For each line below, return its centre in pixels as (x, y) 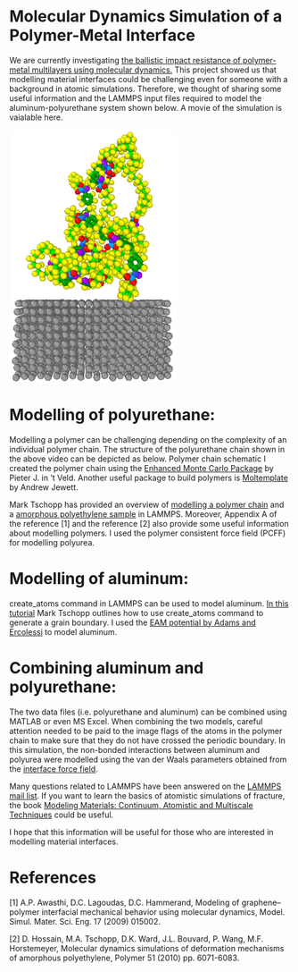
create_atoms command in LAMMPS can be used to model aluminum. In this (149, 603)
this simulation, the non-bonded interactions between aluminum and (135, 749)
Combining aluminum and (107, 668)
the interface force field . (54, 769)
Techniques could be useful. (62, 815)
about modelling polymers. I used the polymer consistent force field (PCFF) (148, 533)
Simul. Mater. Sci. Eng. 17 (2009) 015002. (85, 921)
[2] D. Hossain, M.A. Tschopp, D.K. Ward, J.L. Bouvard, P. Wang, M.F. (137, 938)
